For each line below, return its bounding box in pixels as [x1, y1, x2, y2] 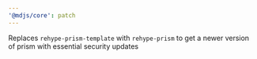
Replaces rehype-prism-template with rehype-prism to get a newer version [8, 33, 250, 42]
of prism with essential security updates [8, 41, 139, 51]
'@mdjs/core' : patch [8, 11, 77, 20]
